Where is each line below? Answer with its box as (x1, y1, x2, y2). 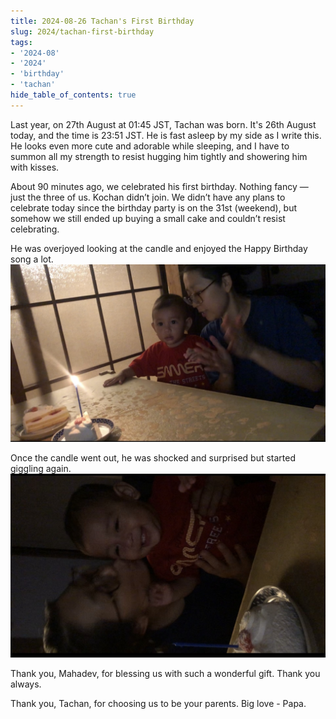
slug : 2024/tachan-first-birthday (10, 26, 155, 37)
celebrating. (10, 223, 60, 235)
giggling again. (10, 463, 72, 475)
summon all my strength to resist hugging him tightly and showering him (10, 150, 308, 162)
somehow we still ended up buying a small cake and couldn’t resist (10, 212, 286, 224)
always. (10, 678, 42, 690)
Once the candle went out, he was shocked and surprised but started (10, 452, 297, 464)
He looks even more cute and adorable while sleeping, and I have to (10, 140, 290, 152)
